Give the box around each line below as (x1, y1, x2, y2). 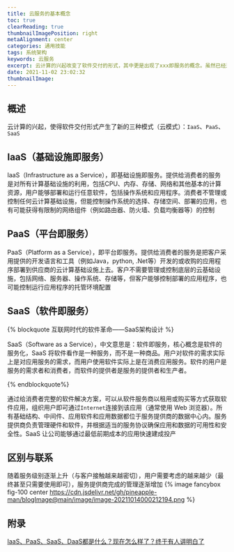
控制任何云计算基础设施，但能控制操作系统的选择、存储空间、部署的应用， (7, 197, 221, 205)
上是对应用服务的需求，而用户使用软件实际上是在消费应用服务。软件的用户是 (7, 357, 227, 366)
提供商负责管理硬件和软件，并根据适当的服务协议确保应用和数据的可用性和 (7, 420, 221, 429)
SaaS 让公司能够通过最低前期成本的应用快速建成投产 (25, 429, 176, 438)
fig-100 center (7, 488, 49, 496)
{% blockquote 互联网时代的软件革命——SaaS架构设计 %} (7, 325, 174, 334)
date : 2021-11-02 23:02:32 (7, 68, 86, 75)
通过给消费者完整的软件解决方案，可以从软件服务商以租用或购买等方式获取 (7, 394, 221, 403)
